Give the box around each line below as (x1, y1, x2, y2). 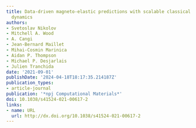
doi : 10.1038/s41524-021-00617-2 (6, 96, 88, 102)
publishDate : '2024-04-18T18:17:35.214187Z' (6, 74, 117, 80)
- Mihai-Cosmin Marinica (6, 47, 67, 53)
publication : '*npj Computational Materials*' (6, 91, 122, 97)
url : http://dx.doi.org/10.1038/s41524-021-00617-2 (11, 113, 141, 119)
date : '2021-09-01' (6, 69, 54, 75)
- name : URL (6, 107, 35, 113)
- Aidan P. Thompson (6, 52, 57, 58)
